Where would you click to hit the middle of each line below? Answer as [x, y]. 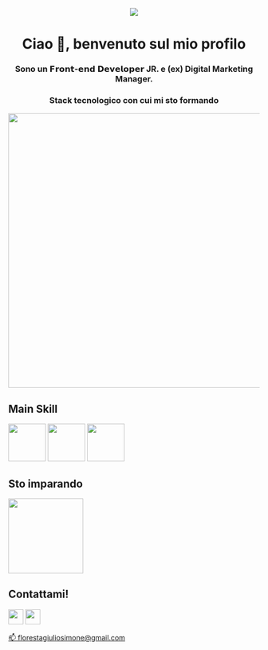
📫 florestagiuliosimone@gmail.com [67, 637]
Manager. [134, 79]
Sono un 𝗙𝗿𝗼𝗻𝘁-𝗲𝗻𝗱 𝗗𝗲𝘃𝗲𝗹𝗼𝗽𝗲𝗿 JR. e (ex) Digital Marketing [134, 69]
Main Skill [33, 408]
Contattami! [39, 595]
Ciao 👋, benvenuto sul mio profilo [134, 44]
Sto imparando [46, 484]
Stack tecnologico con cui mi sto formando [134, 101]
